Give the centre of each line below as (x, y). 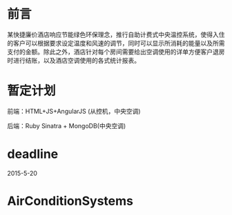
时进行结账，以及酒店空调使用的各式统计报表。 (74, 60)
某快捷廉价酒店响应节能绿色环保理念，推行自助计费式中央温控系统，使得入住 (116, 34)
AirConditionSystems (70, 201)
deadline (33, 154)
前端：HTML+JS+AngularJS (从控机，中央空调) (74, 111)
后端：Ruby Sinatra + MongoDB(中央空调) (67, 125)
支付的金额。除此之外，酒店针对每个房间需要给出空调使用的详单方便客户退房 (116, 52)
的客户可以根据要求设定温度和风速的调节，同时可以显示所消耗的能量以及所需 (116, 43)
